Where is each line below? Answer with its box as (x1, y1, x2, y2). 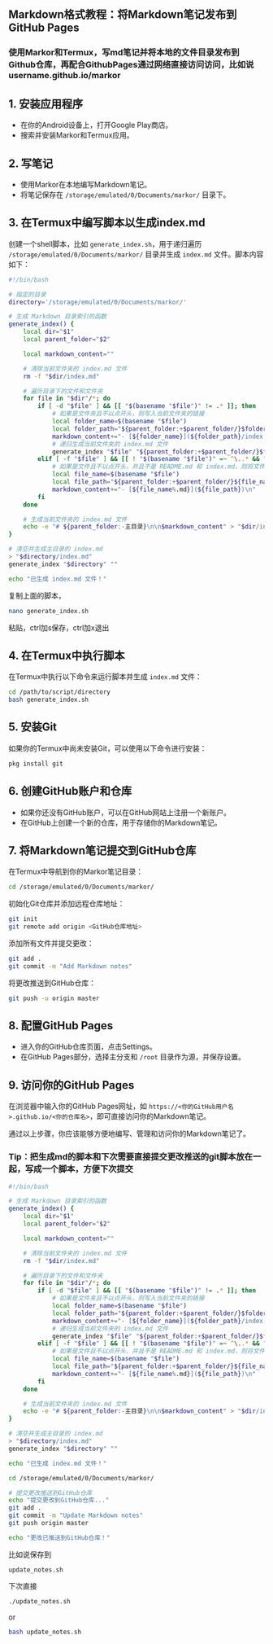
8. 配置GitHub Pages (8, 1019, 114, 1032)
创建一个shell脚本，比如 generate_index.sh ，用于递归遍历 (8, 239, 202, 248)
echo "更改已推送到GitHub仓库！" (8, 1533, 111, 1541)
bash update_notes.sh (8, 1628, 82, 1636)
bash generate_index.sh (8, 695, 89, 704)
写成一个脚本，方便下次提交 (24, 1164, 134, 1175)
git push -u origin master (8, 994, 100, 1002)
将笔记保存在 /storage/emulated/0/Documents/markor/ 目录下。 (19, 190, 231, 199)
